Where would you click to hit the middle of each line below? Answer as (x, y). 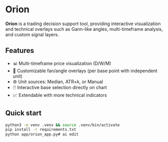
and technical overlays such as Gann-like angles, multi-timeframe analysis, (84, 29)
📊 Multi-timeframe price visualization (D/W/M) (62, 63)
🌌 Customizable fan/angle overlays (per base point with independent (85, 71)
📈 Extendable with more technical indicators (60, 95)
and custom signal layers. (32, 34)
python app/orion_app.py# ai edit (42, 134)
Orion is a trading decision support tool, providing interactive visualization (83, 24)
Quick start (23, 113)
